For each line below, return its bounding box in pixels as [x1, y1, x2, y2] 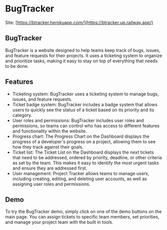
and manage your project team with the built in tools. [5, 219, 114, 225]
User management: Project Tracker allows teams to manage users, [12, 170, 150, 176]
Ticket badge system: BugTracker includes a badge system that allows [12, 101, 158, 107]
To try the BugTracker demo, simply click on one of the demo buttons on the [5, 209, 162, 215]
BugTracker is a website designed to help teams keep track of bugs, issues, [5, 47, 161, 53]
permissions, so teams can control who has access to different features [12, 123, 160, 129]
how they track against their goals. [12, 144, 84, 150]
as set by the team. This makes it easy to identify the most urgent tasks [12, 160, 159, 166]
